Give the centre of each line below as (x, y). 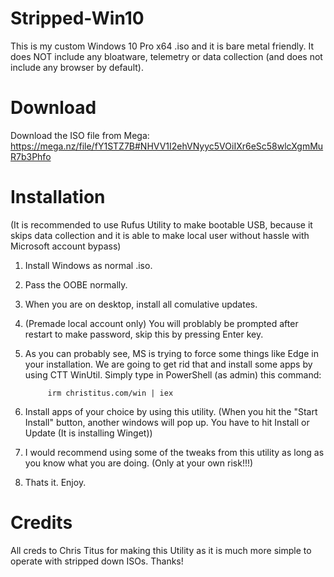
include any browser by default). (77, 67)
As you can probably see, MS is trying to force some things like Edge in (171, 353)
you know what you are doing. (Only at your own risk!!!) (139, 463)
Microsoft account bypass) (66, 246)
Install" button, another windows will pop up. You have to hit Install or (167, 422)
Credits (41, 523)
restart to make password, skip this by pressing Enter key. (144, 334)
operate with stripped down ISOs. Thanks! (97, 561)
